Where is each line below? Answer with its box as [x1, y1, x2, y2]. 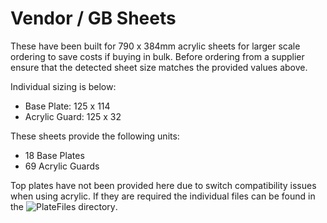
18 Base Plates [24, 149, 85, 161]
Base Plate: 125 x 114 [24, 100, 111, 112]
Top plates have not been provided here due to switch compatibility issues [10, 179, 317, 191]
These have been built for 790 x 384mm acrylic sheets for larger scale [10, 40, 301, 52]
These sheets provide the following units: [10, 130, 180, 142]
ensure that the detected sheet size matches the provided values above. [10, 61, 308, 73]
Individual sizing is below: [10, 80, 117, 92]
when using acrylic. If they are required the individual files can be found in [10, 190, 316, 202]
